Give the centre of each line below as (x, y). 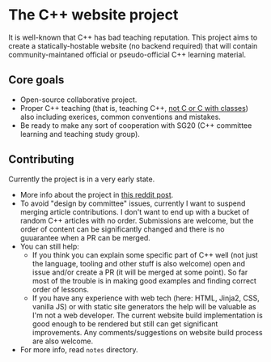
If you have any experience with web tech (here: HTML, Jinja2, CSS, (146, 298)
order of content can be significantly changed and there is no (122, 229)
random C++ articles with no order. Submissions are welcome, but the (137, 220)
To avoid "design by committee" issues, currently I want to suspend (133, 203)
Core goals (36, 80)
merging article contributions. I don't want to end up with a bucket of (134, 211)
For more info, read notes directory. (79, 349)
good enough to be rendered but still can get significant (125, 324)
